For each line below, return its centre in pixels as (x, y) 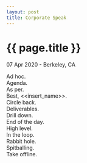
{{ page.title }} (44, 48)
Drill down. (20, 115)
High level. (20, 128)
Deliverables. (23, 109)
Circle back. (21, 103)
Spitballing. (20, 148)
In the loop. (20, 135)
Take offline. (22, 154)
